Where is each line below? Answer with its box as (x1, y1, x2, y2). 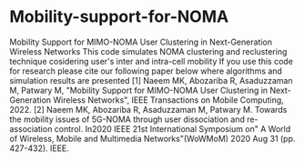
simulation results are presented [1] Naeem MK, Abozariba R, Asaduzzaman (9, 75, 293, 86)
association (9, 123, 53, 134)
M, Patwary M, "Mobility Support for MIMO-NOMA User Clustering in (9, 85, 269, 96)
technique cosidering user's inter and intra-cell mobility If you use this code (9, 55, 294, 66)
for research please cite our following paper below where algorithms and (9, 65, 282, 76)
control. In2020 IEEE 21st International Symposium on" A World (54, 123, 291, 134)
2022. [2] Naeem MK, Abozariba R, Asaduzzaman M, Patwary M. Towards (9, 104, 288, 115)
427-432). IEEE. (9, 143, 70, 154)
